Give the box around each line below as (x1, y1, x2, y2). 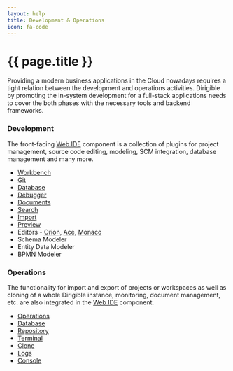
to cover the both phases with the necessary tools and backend (7, 99, 191, 107)
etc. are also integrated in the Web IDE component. (7, 298, 155, 307)
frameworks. (7, 106, 44, 115)
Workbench (17, 168, 51, 176)
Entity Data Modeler (17, 242, 76, 251)
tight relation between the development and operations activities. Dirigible (7, 84, 220, 92)
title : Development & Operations (7, 17, 105, 24)
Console (17, 356, 42, 365)
